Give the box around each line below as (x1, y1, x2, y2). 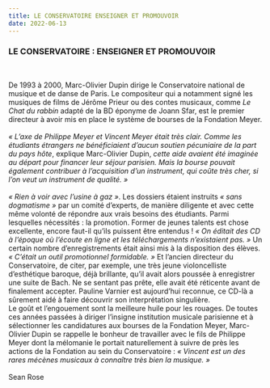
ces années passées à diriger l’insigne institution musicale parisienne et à (8, 312, 254, 322)
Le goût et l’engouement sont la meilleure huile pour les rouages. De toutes (8, 303, 259, 313)
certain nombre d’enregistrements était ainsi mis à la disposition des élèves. (8, 243, 261, 253)
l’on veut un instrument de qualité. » (8, 175, 129, 184)
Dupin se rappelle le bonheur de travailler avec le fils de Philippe (32, 329, 247, 339)
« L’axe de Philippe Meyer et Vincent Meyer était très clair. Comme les (8, 131, 243, 141)
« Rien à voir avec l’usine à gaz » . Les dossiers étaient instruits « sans (8, 192, 243, 201)
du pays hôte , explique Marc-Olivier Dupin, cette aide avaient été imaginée (8, 149, 259, 158)
